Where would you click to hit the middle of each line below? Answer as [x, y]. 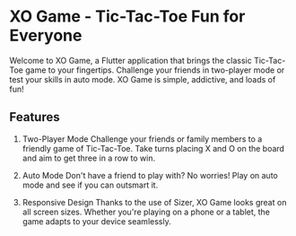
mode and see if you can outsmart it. [90, 185]
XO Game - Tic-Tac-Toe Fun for [127, 17]
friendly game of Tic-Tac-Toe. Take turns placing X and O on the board [153, 148]
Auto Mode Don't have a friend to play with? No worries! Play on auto [150, 175]
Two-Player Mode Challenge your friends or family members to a [142, 139]
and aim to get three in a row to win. [88, 158]
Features [35, 117]
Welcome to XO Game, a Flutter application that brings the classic [131, 60]
